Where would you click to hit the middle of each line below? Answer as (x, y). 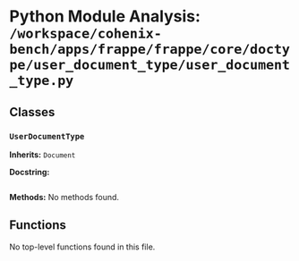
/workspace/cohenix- (86, 34)
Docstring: (30, 172)
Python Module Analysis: (105, 17)
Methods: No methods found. (64, 197)
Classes (32, 112)
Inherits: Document (43, 155)
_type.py (42, 81)
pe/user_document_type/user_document (150, 65)
